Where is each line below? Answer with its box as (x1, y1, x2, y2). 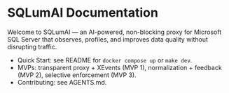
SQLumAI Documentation (7, 5, 159, 21)
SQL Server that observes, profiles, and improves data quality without (7, 35, 209, 43)
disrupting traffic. (7, 42, 57, 51)
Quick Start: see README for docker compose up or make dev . (17, 56, 193, 64)
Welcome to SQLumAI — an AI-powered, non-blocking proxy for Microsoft (7, 28, 222, 36)
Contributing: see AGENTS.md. (17, 78, 107, 86)
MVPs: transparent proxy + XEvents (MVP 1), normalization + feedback (17, 63, 222, 71)
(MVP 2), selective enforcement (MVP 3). (17, 71, 137, 79)
